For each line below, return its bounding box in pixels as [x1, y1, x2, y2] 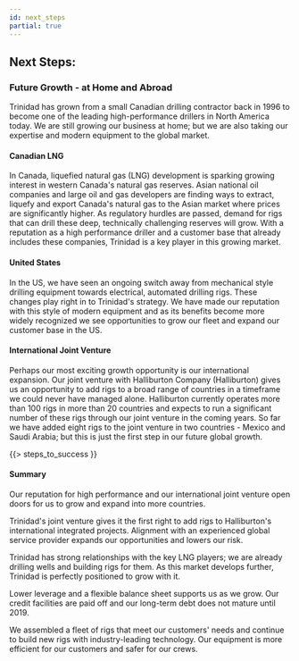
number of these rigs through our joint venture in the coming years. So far [9, 412, 281, 423]
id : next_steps [9, 13, 66, 22]
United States [9, 256, 61, 268]
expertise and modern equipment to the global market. [9, 130, 210, 141]
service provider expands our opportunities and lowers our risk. [9, 535, 244, 545]
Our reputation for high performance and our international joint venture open [9, 489, 291, 499]
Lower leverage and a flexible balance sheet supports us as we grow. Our [9, 589, 279, 598]
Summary [9, 469, 46, 480]
